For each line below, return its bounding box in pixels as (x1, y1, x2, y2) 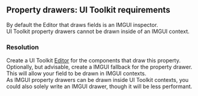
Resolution (6, 43, 39, 51)
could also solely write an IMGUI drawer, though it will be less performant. (6, 83, 193, 90)
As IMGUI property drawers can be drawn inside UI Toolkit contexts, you (6, 76, 189, 84)
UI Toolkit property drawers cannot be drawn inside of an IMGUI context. (6, 28, 190, 35)
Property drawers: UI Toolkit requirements (6, 5, 170, 15)
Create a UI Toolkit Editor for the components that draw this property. (6, 57, 181, 64)
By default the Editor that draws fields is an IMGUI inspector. (6, 21, 158, 28)
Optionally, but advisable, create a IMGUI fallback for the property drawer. (6, 64, 193, 71)
